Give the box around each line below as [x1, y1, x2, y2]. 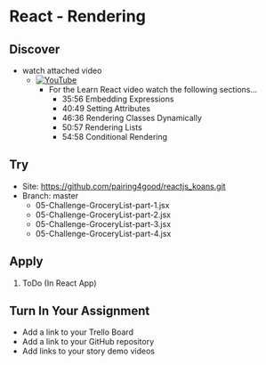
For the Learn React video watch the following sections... [48, 85, 258, 94]
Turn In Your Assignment [9, 304, 150, 319]
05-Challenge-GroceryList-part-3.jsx [35, 218, 172, 229]
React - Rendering [9, 6, 147, 27]
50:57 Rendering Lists [61, 122, 142, 133]
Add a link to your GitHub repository [21, 337, 155, 347]
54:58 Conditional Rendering [61, 132, 167, 142]
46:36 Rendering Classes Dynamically [61, 113, 202, 123]
